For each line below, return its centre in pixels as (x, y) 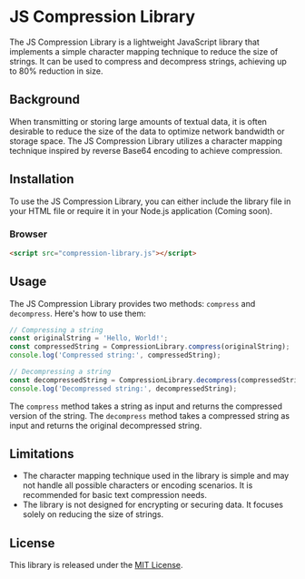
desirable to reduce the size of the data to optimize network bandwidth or (147, 131)
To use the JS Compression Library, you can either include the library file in (150, 201)
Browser (29, 234)
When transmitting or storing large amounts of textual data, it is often (138, 121)
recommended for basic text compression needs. (114, 495)
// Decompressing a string (60, 372)
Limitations (42, 454)
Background (44, 100)
